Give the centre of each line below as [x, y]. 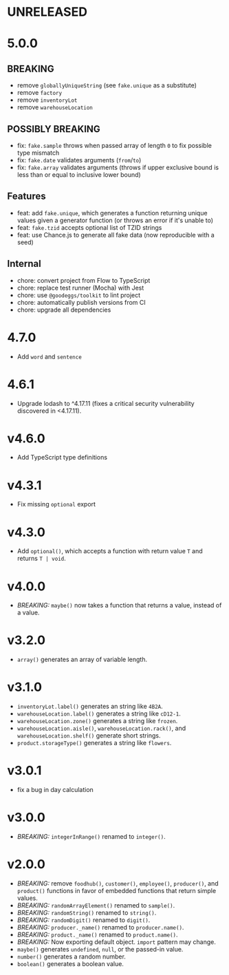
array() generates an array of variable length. [82, 660]
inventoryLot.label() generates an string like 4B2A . [90, 707]
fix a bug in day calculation [55, 790]
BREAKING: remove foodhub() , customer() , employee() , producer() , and [118, 883]
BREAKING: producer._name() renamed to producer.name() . [100, 927]
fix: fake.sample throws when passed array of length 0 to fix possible [114, 146]
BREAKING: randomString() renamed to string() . [87, 912]
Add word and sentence [50, 356]
